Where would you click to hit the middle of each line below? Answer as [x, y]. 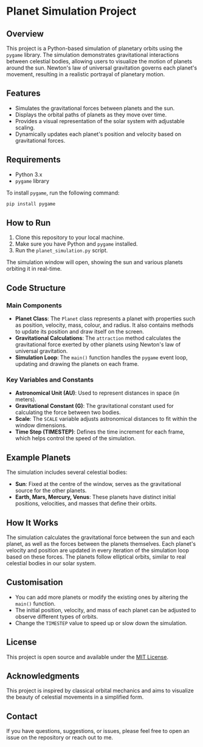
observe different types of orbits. [57, 617]
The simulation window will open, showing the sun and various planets [95, 262]
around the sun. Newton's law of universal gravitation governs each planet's [102, 68]
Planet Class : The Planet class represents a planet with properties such [105, 319]
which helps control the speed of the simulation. [75, 438]
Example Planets [39, 458]
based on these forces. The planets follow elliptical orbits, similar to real [96, 557]
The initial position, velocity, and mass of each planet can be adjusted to [105, 610]
